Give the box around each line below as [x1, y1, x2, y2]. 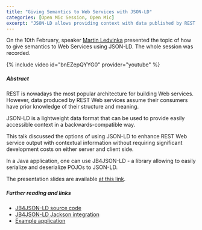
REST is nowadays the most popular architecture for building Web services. [6, 90, 194, 97]
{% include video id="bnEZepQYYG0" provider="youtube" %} [6, 61, 160, 68]
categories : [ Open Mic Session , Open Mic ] [6, 14, 115, 21]
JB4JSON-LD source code [14, 205, 81, 212]
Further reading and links [6, 189, 71, 196]
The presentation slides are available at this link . [6, 176, 126, 183]
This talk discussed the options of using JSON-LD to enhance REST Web [6, 133, 188, 140]
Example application [14, 217, 66, 225]
